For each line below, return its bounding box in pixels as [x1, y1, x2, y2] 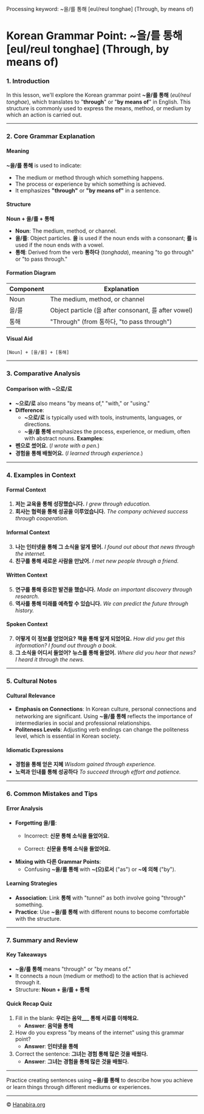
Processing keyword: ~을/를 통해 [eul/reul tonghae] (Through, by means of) [6, 5, 194, 12]
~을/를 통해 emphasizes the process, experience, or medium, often [24, 428, 191, 435]
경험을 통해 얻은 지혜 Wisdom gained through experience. [15, 761, 156, 768]
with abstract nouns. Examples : [24, 435, 104, 442]
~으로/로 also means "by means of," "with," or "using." [15, 400, 151, 407]
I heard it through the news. [15, 656, 85, 663]
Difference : [15, 407, 44, 414]
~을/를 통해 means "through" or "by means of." [15, 965, 132, 973]
